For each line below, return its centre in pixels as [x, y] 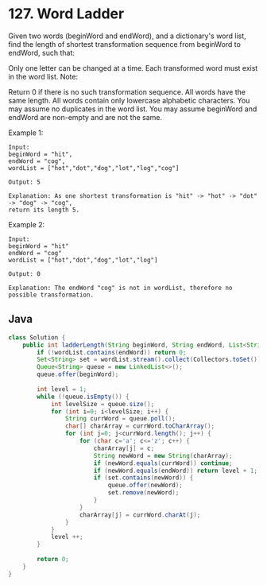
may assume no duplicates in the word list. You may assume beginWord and [133, 109]
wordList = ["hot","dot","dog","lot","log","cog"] [94, 168]
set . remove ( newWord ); [143, 493]
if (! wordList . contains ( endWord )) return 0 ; [112, 352]
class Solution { [37, 337]
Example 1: [26, 133]
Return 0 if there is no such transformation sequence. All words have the [127, 91]
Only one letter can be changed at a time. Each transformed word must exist [133, 68]
